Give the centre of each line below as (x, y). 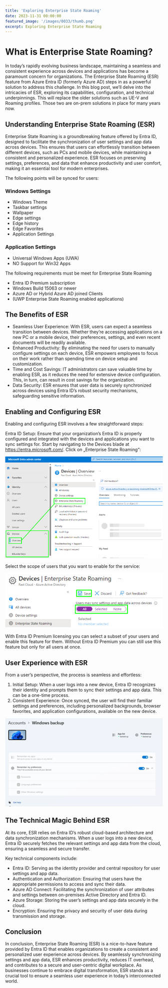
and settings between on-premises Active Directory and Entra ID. (79, 895)
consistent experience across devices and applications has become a (77, 71)
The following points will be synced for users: (52, 178)
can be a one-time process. (41, 695)
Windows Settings (28, 191)
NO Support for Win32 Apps (41, 263)
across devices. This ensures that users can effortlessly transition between (82, 147)
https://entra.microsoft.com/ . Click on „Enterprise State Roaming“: (73, 450)
